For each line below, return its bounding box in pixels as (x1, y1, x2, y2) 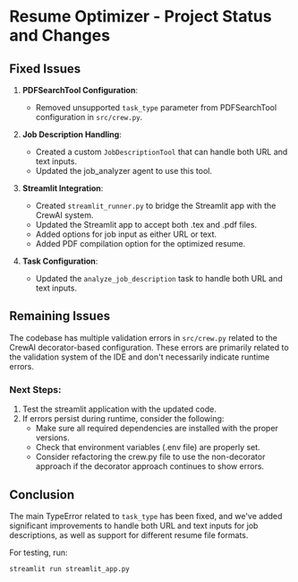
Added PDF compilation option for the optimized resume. (35, 239, 246, 248)
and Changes (9, 25, 110, 46)
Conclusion (9, 487, 75, 502)
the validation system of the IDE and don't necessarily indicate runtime (9, 352, 270, 362)
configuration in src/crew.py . (35, 112, 143, 122)
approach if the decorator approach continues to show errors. (35, 461, 265, 472)
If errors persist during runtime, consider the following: (21, 413, 225, 424)
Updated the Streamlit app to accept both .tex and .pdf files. (35, 220, 258, 230)
